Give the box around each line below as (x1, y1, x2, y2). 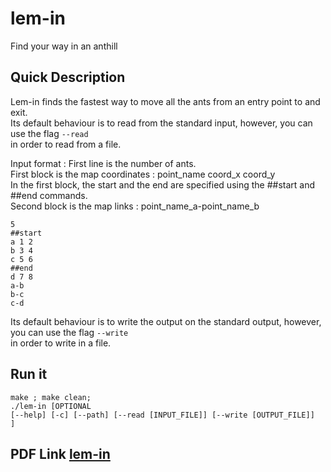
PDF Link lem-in (10, 445, 111, 462)
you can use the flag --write (10, 326, 129, 338)
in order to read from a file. (10, 138, 122, 150)
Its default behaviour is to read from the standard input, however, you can (10, 117, 313, 129)
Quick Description (10, 69, 126, 86)
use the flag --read (10, 127, 89, 139)
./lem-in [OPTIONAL (10, 401, 92, 411)
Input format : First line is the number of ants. (10, 157, 197, 169)
